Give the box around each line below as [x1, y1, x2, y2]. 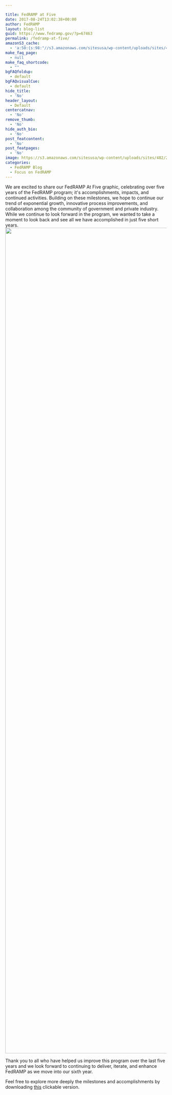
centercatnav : [5, 107, 36, 113]
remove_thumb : [5, 117, 36, 122]
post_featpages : [5, 146, 40, 151]
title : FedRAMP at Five [5, 12, 56, 17]
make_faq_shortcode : [5, 60, 50, 65]
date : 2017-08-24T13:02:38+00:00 [5, 16, 77, 22]
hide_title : [5, 88, 31, 93]
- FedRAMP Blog [10, 165, 42, 170]
